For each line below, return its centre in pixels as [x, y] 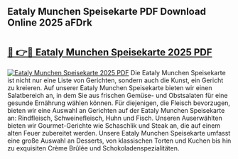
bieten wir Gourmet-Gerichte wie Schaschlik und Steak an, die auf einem [114, 126]
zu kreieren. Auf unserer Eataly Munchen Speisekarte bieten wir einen [110, 88]
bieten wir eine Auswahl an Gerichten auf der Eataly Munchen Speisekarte [116, 110]
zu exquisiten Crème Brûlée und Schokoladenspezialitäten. [93, 148]
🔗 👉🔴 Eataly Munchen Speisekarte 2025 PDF [110, 52]
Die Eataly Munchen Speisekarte [178, 73]
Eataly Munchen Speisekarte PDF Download [107, 12]
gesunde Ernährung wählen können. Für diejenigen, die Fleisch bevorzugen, [119, 103]
